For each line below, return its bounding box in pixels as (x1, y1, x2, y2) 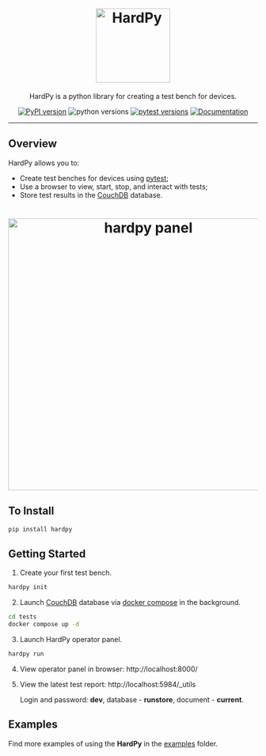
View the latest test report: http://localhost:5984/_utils (19, 679, 196, 689)
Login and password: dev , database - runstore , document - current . (19, 694, 244, 704)
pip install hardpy (8, 525, 73, 533)
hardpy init (8, 584, 47, 592)
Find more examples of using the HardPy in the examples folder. (8, 739, 218, 748)
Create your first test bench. (19, 568, 112, 577)
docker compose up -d (8, 621, 80, 629)
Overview (8, 137, 58, 150)
